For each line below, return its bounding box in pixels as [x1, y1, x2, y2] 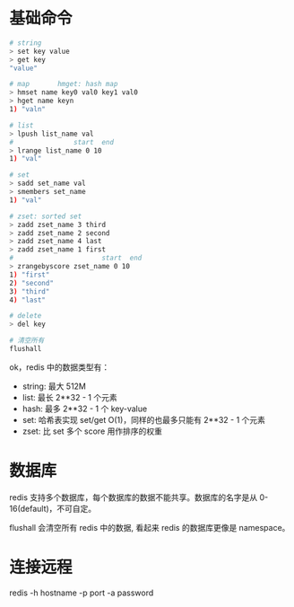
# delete [9, 312, 42, 321]
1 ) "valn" [9, 105, 47, 114]
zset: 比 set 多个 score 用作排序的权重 [22, 426, 163, 436]
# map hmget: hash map [9, 80, 118, 89]
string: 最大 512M [22, 381, 87, 391]
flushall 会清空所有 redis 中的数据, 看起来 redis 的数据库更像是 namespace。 [9, 522, 290, 532]
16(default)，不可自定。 [9, 503, 97, 514]
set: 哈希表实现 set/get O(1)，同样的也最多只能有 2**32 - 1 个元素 [22, 414, 266, 425]
